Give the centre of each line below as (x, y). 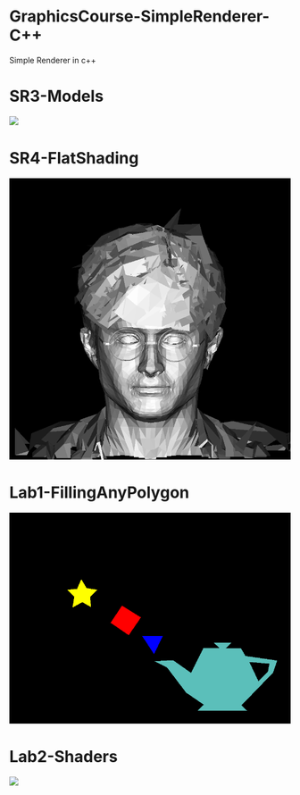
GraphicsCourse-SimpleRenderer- (140, 17)
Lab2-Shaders (63, 756)
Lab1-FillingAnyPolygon (100, 492)
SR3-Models (57, 96)
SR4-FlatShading (74, 159)
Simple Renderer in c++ (53, 60)
